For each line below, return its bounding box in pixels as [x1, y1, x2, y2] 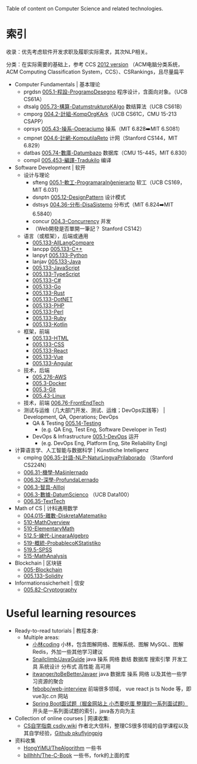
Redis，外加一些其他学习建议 [32, 648, 103, 655]
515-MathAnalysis [23, 552, 67, 559]
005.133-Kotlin [32, 321, 68, 328]
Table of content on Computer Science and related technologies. [6, 5, 163, 12]
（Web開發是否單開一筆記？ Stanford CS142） [32, 225, 146, 232]
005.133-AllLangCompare [32, 239, 94, 246]
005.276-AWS [32, 373, 67, 381]
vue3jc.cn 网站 [32, 692, 68, 699]
